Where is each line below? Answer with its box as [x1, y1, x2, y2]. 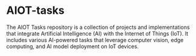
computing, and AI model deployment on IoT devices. [6, 43, 139, 50]
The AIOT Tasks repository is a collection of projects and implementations [6, 23, 190, 31]
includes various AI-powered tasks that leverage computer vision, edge [6, 36, 184, 43]
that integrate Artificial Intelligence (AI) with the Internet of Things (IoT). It [6, 30, 189, 37]
